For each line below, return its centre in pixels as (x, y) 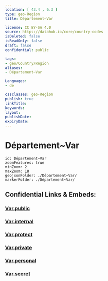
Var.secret (18, 274)
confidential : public (27, 50)
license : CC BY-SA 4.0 (28, 27)
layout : (13, 112)
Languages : (16, 81)
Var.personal (21, 261)
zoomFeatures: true (25, 163)
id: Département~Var (26, 158)
